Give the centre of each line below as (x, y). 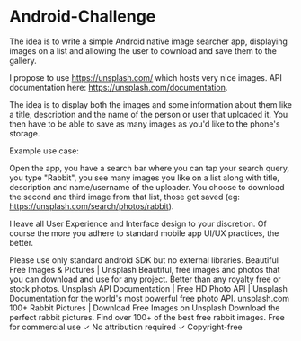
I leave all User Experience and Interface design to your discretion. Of (138, 223)
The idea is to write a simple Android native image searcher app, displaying (148, 41)
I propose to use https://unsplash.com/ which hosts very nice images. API (146, 77)
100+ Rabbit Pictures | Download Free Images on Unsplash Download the (145, 308)
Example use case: (44, 151)
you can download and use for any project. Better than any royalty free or (145, 279)
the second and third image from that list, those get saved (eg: (125, 197)
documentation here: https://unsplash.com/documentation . (119, 87)
